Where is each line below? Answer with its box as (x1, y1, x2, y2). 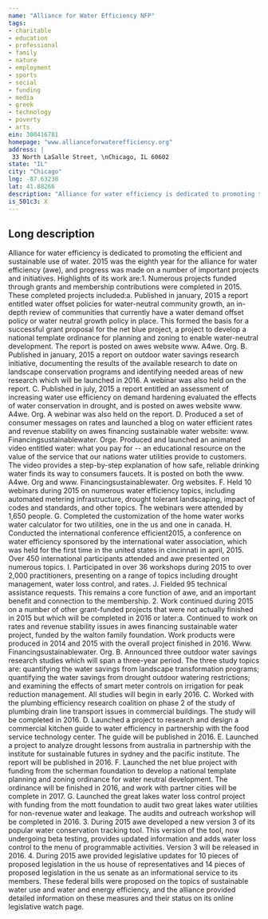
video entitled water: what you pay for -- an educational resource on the (8, 444, 246, 453)
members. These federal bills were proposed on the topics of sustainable (8, 877, 249, 886)
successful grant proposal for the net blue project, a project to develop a (8, 324, 247, 334)
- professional (8, 42, 59, 50)
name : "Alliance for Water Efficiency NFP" (8, 11, 156, 20)
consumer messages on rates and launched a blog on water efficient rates (8, 418, 253, 428)
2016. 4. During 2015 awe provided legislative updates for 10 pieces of (8, 851, 239, 861)
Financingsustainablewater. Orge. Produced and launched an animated (8, 435, 242, 444)
